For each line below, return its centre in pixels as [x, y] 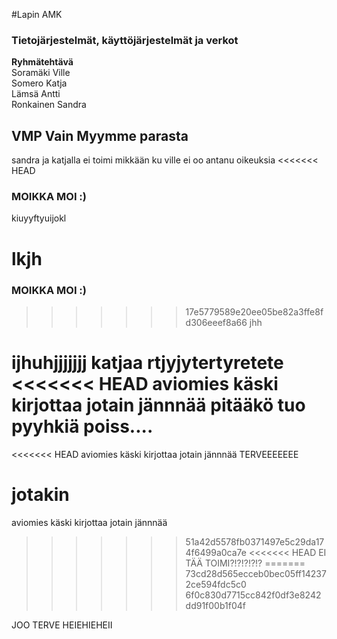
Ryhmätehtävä [42, 62]
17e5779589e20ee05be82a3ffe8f [254, 311]
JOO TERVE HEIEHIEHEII [62, 625]
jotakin [40, 495]
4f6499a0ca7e [216, 552]
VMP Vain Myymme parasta [100, 135]
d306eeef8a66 [216, 322]
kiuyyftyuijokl [39, 218]
